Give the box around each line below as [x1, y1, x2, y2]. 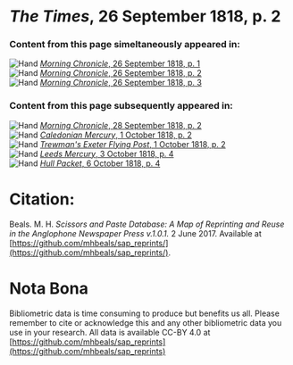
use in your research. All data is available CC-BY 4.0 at [9, 327, 211, 337]
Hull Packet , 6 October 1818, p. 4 [39, 158, 161, 169]
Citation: [9, 189, 75, 209]
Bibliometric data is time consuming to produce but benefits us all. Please [9, 308, 280, 319]
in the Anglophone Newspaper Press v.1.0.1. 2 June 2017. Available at [9, 228, 262, 238]
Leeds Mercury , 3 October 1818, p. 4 [39, 148, 174, 159]
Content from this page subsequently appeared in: [9, 100, 234, 112]
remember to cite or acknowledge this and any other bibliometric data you [9, 317, 282, 328]
